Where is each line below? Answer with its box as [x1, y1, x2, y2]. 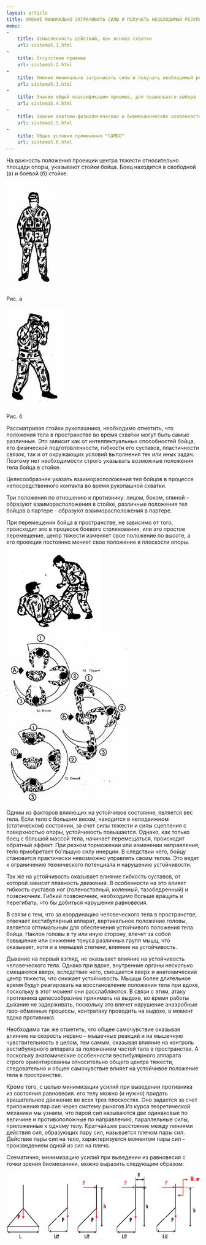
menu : [6, 23, 20, 29]
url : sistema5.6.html [17, 139, 72, 145]
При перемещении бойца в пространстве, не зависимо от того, [6, 519, 174, 527]
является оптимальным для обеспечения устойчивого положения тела [6, 924, 193, 931]
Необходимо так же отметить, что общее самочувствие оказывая [6, 1026, 181, 1033]
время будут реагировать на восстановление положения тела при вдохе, [6, 981, 200, 989]
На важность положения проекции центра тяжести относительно [6, 157, 179, 164]
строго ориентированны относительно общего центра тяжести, [6, 1058, 174, 1066]
